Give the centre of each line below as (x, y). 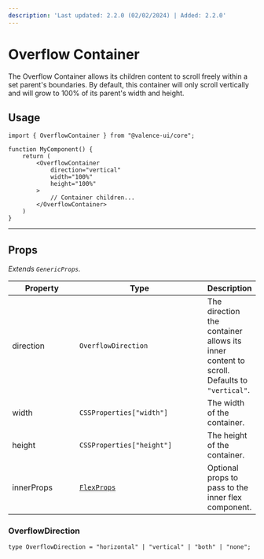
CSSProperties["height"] (126, 445)
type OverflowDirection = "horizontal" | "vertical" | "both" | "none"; (130, 547)
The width (226, 403)
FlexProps (97, 488)
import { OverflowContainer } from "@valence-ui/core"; (101, 136)
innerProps (33, 487)
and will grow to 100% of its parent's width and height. (96, 93)
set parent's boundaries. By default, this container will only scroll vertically (129, 84)
